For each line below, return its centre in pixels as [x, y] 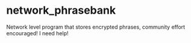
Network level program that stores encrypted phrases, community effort [96, 27]
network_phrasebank [61, 10]
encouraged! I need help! [37, 33]
